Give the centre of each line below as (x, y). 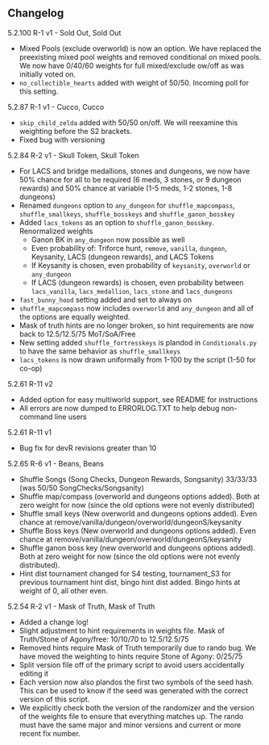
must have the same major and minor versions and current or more (130, 725)
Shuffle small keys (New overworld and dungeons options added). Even (138, 513)
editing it (34, 673)
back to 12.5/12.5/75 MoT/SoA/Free (77, 333)
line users (71, 416)
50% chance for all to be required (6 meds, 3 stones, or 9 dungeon (130, 179)
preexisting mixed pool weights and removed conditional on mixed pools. (140, 57)
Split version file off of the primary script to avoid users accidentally (132, 664)
